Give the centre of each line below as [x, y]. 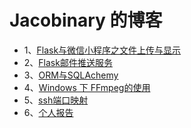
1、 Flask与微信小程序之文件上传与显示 [102, 50]
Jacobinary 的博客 [86, 20]
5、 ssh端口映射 [56, 100]
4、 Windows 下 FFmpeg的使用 [87, 87]
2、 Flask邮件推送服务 [68, 62]
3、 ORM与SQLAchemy [71, 75]
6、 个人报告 [48, 112]
